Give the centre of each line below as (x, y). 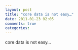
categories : (17, 28)
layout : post (19, 10)
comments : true (21, 24)
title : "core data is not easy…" (39, 14)
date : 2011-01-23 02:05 (30, 19)
